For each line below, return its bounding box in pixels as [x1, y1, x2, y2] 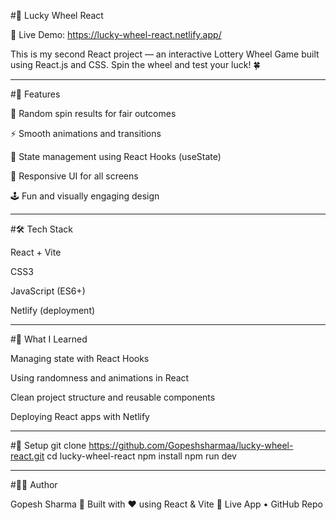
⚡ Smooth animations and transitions [10, 128, 162, 139]
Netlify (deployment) [10, 305, 96, 316]
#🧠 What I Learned [10, 333, 88, 345]
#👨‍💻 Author [10, 479, 58, 490]
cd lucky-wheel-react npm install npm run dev [46, 450, 237, 462]
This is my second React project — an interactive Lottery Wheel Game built [10, 48, 320, 60]
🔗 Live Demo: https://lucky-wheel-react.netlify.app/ [10, 29, 222, 40]
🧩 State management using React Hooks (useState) [10, 151, 222, 162]
